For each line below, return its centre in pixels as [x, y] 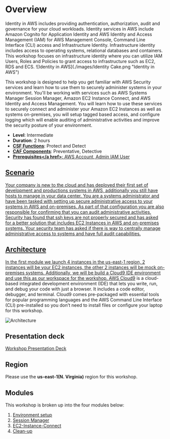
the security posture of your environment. [49, 125]
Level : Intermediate [33, 135]
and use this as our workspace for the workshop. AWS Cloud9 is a [75, 278]
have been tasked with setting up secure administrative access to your [79, 201]
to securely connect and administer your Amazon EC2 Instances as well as [83, 109]
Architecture [26, 250]
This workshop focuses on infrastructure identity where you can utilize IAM [84, 56]
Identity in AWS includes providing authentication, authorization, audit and [83, 23]
